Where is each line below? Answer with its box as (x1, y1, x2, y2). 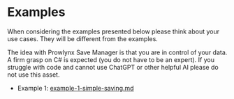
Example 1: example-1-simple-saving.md (17, 84, 134, 92)
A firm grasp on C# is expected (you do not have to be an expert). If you (7, 55, 215, 63)
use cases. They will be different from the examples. (7, 34, 159, 43)
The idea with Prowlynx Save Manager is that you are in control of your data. (7, 48, 228, 56)
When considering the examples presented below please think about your (7, 27, 220, 36)
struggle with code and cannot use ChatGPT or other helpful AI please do (7, 63, 219, 71)
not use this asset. (7, 70, 60, 79)
